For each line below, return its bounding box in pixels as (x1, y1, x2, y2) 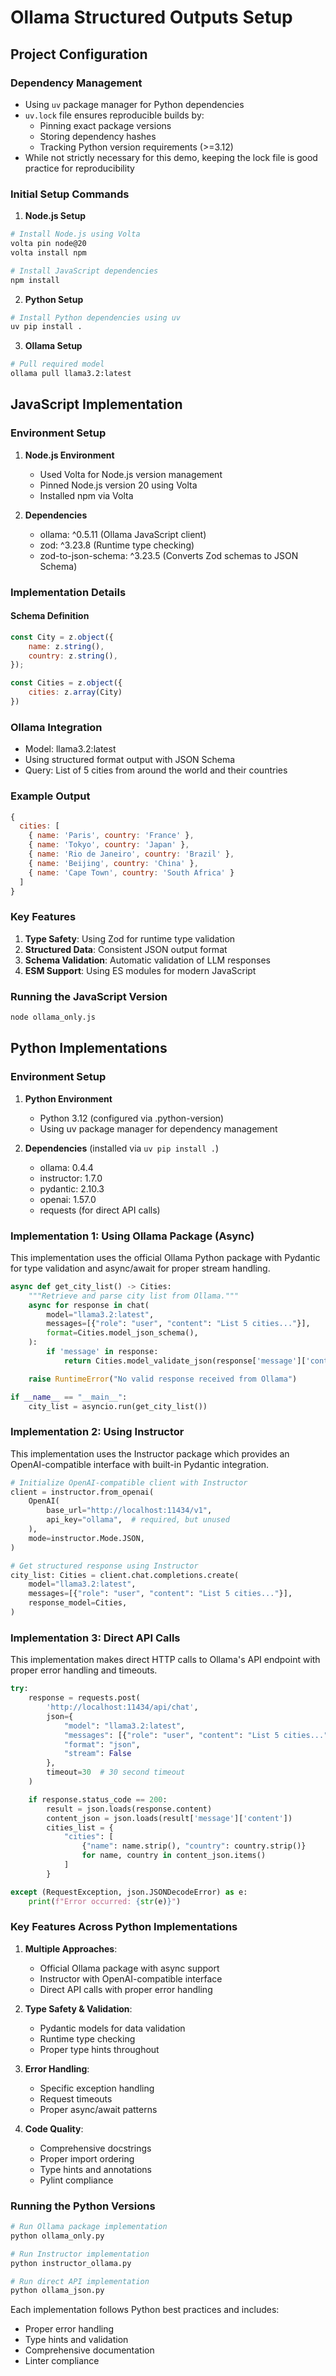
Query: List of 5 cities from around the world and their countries (24, 764, 288, 776)
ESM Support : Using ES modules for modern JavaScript (24, 964, 257, 976)
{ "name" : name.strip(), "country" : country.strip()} (81, 1841, 307, 1851)
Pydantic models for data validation (39, 2022, 186, 2034)
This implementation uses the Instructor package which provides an (10, 1447, 290, 1460)
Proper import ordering (39, 2152, 135, 2165)
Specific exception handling (39, 2082, 155, 2094)
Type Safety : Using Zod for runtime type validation (24, 932, 236, 945)
